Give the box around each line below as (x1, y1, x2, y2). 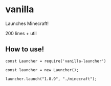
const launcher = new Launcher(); (5, 67, 79, 72)
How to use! (5, 45, 45, 54)
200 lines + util (5, 30, 37, 36)
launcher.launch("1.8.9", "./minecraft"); (5, 76, 97, 81)
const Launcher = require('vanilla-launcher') (5, 59, 106, 64)
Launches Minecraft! (5, 20, 49, 26)
